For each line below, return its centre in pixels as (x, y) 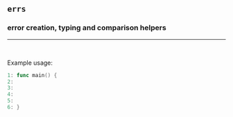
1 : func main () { (32, 75)
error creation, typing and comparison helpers (87, 28)
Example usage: (30, 63)
